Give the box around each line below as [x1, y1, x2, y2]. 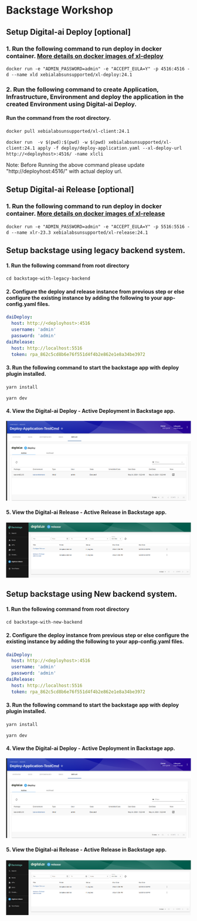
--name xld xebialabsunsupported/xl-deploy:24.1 [11, 72, 133, 78]
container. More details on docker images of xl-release [6, 210, 165, 218]
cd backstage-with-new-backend [6, 619, 83, 626]
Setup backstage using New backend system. [6, 589, 178, 599]
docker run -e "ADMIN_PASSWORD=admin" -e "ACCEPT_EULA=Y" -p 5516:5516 [6, 224, 185, 230]
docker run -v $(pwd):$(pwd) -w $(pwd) [6, 139, 107, 145]
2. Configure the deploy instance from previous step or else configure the [6, 631, 189, 638]
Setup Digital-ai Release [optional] [6, 184, 134, 194]
